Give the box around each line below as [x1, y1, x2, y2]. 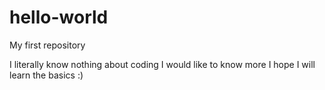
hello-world [9, 6, 109, 29]
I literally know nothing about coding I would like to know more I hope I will [9, 58, 316, 70]
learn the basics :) [9, 69, 84, 81]
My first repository [9, 39, 86, 51]
